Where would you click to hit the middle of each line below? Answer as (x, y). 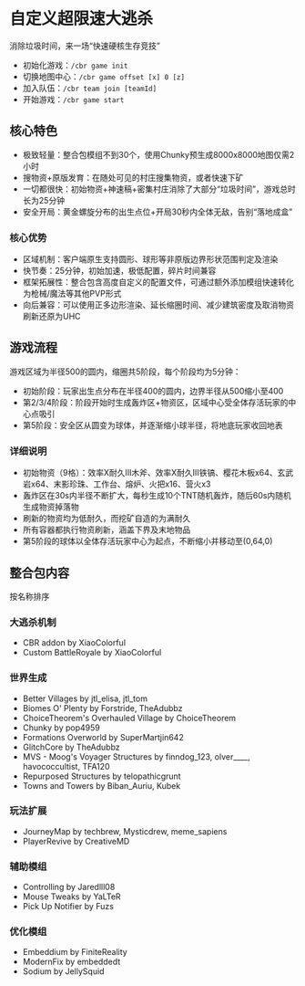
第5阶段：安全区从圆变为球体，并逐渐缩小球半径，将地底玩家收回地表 (153, 425)
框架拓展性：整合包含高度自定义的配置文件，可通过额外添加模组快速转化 (158, 282)
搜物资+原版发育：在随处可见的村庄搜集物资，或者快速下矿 (133, 177)
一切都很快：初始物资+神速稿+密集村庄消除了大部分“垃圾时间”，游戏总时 (159, 189)
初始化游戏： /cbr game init (76, 65)
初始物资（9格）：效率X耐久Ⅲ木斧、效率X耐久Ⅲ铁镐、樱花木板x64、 (150, 473)
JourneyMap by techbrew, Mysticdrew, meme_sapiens (125, 831)
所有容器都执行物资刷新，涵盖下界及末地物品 (107, 530)
